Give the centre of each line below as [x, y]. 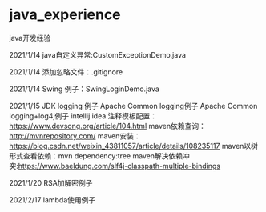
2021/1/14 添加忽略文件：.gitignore [66, 72]
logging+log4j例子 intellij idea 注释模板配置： [83, 116]
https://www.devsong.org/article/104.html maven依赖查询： [108, 126]
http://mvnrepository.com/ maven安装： [75, 136]
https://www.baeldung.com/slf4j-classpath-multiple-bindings [119, 166]
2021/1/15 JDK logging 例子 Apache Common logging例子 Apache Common [133, 106]
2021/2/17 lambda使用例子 [52, 200]
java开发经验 [30, 38]
